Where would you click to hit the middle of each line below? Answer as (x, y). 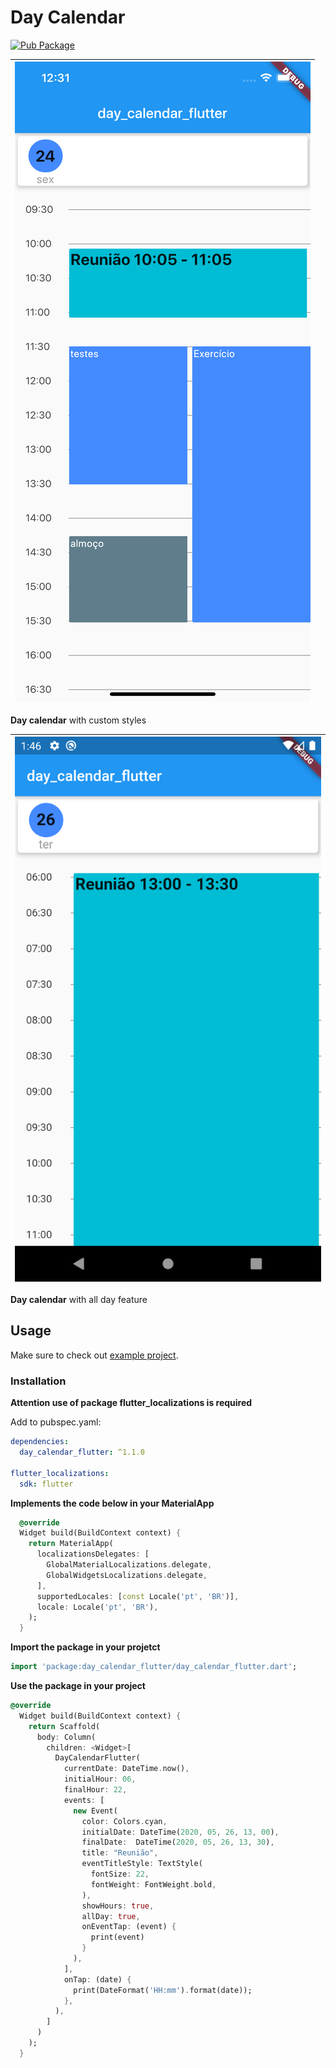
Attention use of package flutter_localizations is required (131, 1403)
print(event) (117, 1937)
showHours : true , (118, 1906)
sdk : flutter (46, 1484)
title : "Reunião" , (120, 1853)
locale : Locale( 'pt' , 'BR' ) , (97, 1607)
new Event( (95, 1811)
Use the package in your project (78, 1686)
